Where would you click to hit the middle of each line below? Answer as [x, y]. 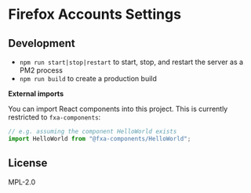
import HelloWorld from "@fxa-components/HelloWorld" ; [100, 138]
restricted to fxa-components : [55, 117]
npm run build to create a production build [88, 79]
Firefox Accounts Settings [95, 14]
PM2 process [41, 70]
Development [42, 43]
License [28, 163]
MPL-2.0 [22, 182]
